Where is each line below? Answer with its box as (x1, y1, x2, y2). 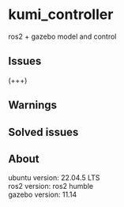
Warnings (8, 99, 58, 112)
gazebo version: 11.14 (8, 190, 77, 199)
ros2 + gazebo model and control (8, 32, 117, 41)
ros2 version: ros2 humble (8, 182, 93, 191)
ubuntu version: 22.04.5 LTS (8, 173, 100, 183)
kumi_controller (8, 6, 114, 24)
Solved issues (8, 125, 79, 139)
